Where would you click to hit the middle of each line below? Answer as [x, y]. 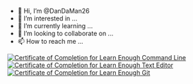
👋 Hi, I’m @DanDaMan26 [53, 11]
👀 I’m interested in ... [47, 18]
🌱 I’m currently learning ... [55, 26]
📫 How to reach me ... [50, 41]
